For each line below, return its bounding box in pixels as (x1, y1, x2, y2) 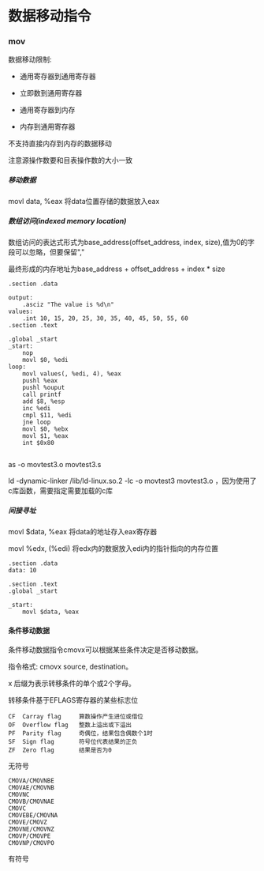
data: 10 (8, 567, 37, 575)
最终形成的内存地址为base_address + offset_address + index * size (8, 264, 226, 273)
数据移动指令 (8, 7, 92, 25)
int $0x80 (22, 439, 55, 447)
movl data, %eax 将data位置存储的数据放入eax (8, 197, 160, 206)
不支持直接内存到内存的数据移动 (8, 139, 112, 149)
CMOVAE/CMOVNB (8, 783, 55, 791)
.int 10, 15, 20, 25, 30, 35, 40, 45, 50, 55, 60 (22, 315, 189, 322)
